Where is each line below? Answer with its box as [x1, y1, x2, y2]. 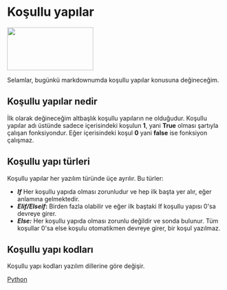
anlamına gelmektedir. [17, 194, 80, 203]
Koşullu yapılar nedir [7, 96, 98, 107]
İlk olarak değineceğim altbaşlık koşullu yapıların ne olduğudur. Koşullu [7, 114, 208, 122]
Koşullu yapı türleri [7, 156, 91, 168]
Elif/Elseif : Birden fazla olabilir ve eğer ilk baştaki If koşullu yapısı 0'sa [17, 202, 217, 210]
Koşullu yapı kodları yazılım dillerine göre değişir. [7, 262, 145, 270]
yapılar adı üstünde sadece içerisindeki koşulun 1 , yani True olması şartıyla [7, 121, 219, 129]
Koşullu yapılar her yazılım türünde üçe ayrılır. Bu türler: [7, 174, 164, 182]
